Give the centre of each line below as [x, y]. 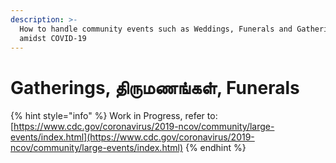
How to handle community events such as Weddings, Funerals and [156, 29]
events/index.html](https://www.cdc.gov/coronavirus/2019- [132, 137]
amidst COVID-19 [53, 38]
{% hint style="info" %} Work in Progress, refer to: [114, 116]
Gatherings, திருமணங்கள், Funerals [155, 87]
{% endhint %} [215, 148]
